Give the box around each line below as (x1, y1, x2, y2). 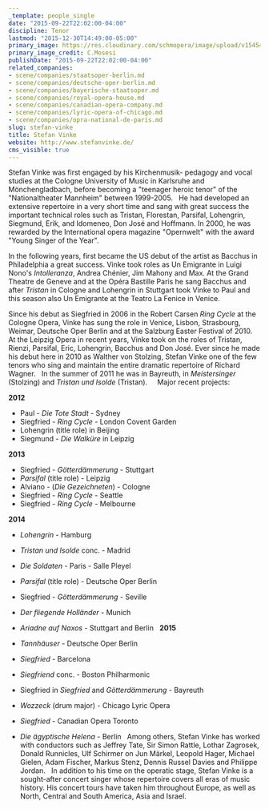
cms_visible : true (8, 146, 70, 154)
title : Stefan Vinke (8, 131, 78, 139)
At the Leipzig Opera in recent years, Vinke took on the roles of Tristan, (8, 335, 243, 344)
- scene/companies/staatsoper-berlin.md (8, 71, 146, 79)
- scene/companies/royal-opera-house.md (8, 94, 146, 102)
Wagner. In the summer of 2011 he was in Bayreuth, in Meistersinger (8, 369, 236, 379)
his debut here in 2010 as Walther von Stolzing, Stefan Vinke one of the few (8, 352, 258, 361)
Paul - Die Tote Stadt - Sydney (19, 409, 121, 418)
